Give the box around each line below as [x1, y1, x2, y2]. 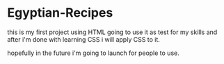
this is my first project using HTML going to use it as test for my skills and [7, 28, 218, 36]
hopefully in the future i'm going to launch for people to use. [7, 49, 179, 57]
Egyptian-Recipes [7, 5, 113, 21]
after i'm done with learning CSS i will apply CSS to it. [7, 35, 160, 43]
